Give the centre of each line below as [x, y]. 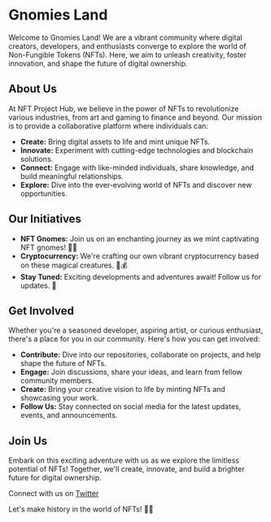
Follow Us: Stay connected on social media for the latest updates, [131, 407]
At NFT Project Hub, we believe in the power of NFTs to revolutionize [124, 108]
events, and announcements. [69, 415]
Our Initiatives [45, 219]
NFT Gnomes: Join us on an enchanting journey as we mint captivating [140, 238]
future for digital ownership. [55, 478]
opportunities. [44, 194]
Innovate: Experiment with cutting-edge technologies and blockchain [137, 150]
